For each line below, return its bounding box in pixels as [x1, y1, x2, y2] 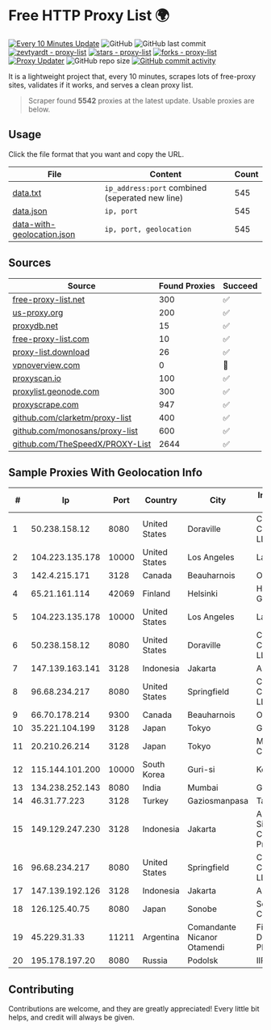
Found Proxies [158, 280, 215, 291]
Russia [142, 955, 168, 966]
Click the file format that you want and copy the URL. [8, 149, 184, 158]
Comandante [187, 922, 236, 933]
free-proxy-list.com [12, 333, 90, 344]
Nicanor [187, 931, 218, 943]
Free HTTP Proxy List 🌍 [8, 6, 170, 25]
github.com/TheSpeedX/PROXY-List [12, 438, 152, 450]
